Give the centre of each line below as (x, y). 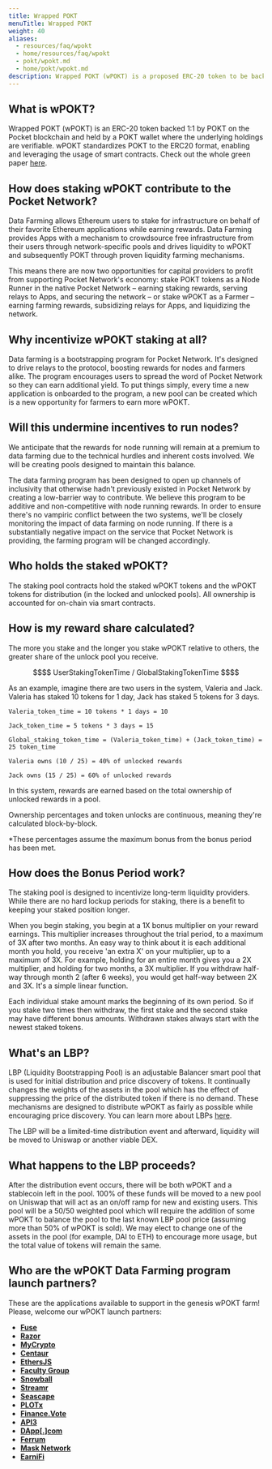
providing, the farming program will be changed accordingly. (109, 540)
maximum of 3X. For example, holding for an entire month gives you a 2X (130, 960)
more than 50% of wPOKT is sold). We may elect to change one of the (125, 1228)
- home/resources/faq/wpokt (63, 54)
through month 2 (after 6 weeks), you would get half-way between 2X (140, 977)
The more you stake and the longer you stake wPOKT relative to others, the (134, 648)
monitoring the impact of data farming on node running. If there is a (121, 523)
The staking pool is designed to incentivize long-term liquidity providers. (129, 892)
